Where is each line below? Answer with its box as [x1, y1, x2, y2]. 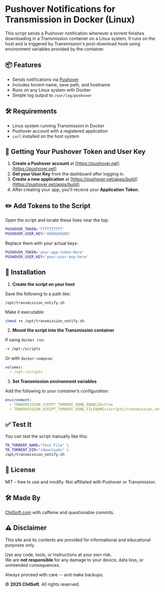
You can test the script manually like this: [5, 433, 88, 440]
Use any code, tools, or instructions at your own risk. [5, 552, 112, 557]
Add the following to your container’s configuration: [5, 388, 109, 394]
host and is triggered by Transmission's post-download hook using [5, 40, 140, 46]
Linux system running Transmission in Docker [12, 122, 105, 129]
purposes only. [5, 542, 35, 548]
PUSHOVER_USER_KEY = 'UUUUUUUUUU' [5, 231, 71, 236]
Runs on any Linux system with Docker [12, 87, 91, 93]
